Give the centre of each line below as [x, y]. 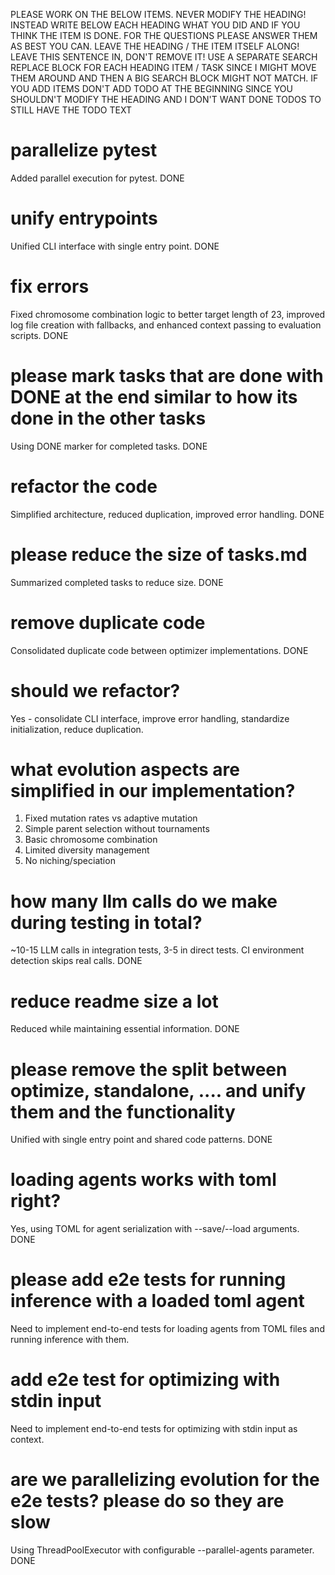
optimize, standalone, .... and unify [158, 1090]
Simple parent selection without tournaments [117, 829]
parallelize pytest [84, 150]
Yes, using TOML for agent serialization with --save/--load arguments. [155, 1229]
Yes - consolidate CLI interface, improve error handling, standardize [150, 718]
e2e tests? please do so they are [147, 1501]
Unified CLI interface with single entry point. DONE [115, 246]
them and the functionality [123, 1111]
